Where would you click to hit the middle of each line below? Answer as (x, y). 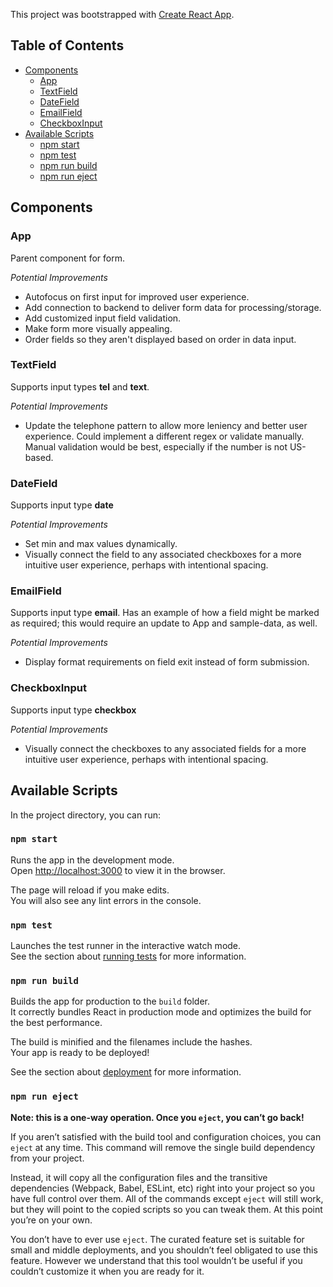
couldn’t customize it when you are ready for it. (107, 1271)
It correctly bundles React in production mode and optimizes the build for (161, 1012)
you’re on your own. (51, 1220)
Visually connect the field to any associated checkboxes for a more (163, 555)
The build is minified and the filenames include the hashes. (131, 1042)
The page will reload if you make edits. (90, 890)
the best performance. (56, 1023)
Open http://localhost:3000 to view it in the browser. (118, 870)
